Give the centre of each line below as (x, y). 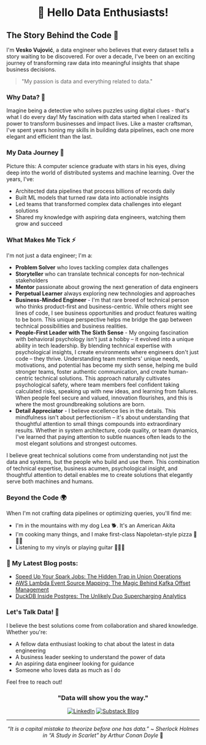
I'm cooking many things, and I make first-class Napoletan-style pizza (104, 535)
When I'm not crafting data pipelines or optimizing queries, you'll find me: (99, 513)
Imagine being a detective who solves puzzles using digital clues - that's (98, 110)
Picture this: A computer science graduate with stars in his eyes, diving (96, 166)
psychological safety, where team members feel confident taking (97, 384)
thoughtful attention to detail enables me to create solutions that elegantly (100, 474)
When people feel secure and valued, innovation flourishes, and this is (104, 398)
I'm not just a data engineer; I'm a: (50, 255)
